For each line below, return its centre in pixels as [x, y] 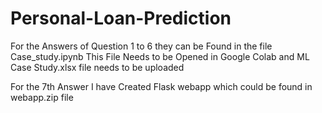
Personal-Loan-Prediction [121, 18]
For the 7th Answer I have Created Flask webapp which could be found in [161, 86]
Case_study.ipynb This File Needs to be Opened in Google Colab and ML [160, 56]
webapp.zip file [42, 97]
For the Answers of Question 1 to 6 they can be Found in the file [141, 46]
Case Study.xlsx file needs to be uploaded [97, 67]
